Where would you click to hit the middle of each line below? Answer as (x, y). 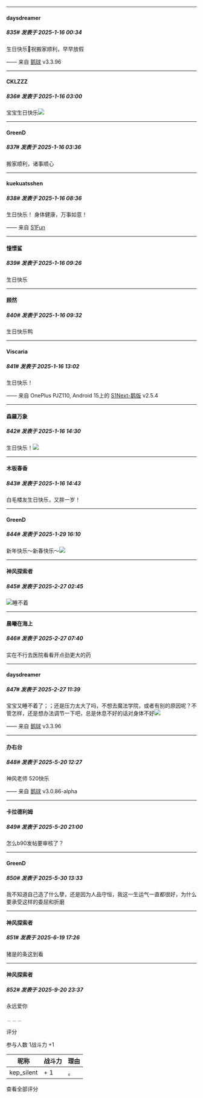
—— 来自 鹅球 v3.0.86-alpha (42, 791)
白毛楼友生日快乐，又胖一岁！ (43, 500)
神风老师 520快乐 (28, 778)
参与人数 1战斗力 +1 (30, 1045)
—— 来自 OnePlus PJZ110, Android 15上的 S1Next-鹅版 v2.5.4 (82, 395)
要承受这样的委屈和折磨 (35, 902)
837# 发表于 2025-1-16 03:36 (44, 147)
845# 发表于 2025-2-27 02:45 (45, 586)
